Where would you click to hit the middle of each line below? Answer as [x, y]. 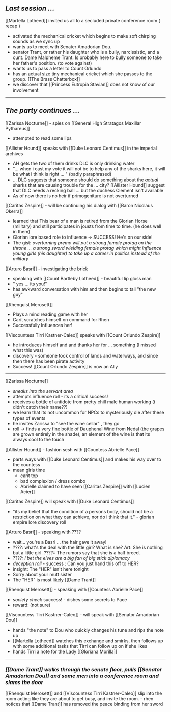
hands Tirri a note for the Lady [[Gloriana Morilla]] [65, 651]
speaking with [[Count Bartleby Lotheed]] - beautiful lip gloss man [82, 278]
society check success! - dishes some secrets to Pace [70, 599]
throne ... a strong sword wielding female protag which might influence [87, 248]
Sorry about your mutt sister [42, 574]
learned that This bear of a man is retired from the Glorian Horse [80, 221]
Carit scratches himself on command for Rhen [61, 319]
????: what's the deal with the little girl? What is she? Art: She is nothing [88, 547]
